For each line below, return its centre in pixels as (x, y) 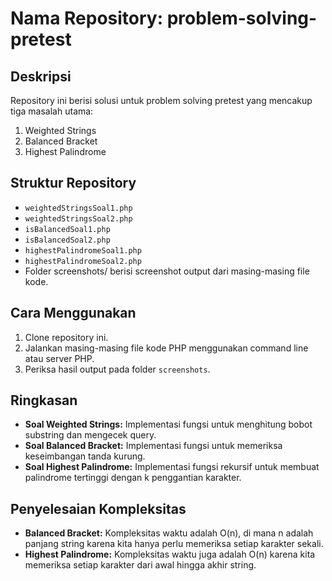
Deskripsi (41, 76)
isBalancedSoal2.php (67, 240)
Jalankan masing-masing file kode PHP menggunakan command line (166, 348)
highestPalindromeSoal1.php (83, 250)
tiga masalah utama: (52, 111)
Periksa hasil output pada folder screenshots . (117, 369)
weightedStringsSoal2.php (78, 218)
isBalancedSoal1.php (67, 229)
